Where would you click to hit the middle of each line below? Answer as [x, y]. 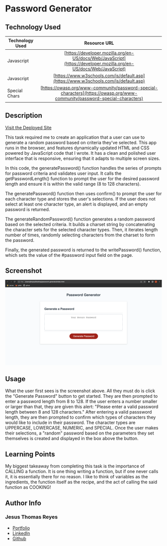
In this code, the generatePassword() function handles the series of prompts [83, 168]
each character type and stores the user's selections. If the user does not [80, 199]
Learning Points [30, 454]
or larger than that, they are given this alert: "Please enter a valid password [82, 407]
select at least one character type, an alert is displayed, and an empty [77, 204]
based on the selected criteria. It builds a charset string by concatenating [80, 224]
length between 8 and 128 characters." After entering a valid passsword [79, 412]
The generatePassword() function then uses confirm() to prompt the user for [83, 193]
